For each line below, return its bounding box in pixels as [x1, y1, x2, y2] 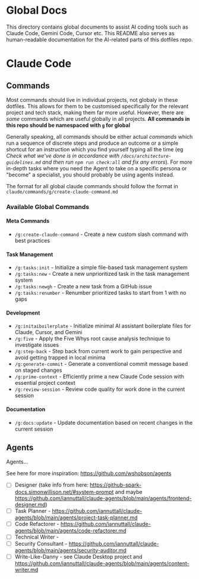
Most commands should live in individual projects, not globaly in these [6, 96, 178, 103]
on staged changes [14, 367, 62, 374]
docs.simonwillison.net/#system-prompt [14, 488, 114, 495]
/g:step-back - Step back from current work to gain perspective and [14, 348, 182, 355]
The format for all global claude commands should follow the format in [6, 182, 178, 189]
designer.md [14, 501, 46, 508]
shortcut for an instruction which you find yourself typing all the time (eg [6, 145, 184, 152]
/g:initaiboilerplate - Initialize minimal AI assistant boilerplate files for [14, 322, 191, 329]
